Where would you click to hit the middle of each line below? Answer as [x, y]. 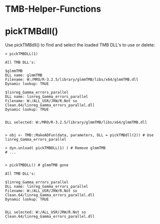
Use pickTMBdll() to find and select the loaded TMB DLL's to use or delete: [80, 45]
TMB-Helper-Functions [53, 9]
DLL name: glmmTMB [24, 75]
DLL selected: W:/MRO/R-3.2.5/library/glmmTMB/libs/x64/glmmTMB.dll [76, 123]
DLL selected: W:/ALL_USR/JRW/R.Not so [46, 212]
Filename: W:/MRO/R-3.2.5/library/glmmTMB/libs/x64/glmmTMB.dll [72, 80]
